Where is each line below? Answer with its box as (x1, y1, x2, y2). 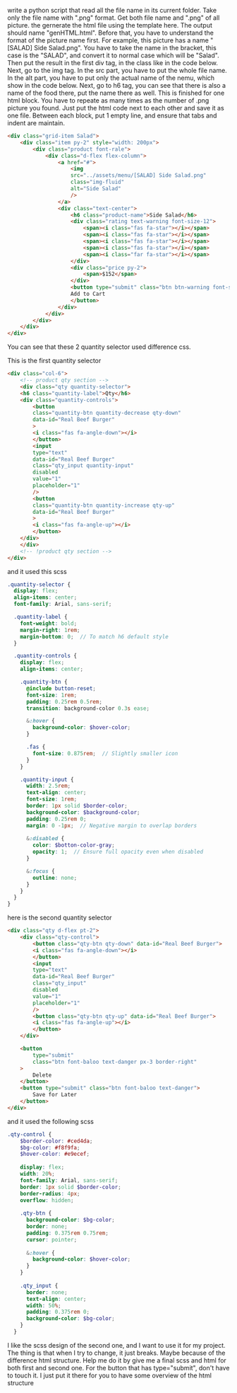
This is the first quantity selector (7, 357, 102, 365)
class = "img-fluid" (70, 178, 125, 186)
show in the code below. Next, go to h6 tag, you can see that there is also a (7, 81, 226, 89)
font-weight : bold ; (20, 619, 78, 627)
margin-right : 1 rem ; (20, 626, 80, 634)
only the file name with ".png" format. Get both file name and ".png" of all (7, 13, 220, 22)
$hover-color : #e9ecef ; (20, 1150, 90, 1158)
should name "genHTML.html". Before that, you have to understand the (7, 28, 214, 37)
